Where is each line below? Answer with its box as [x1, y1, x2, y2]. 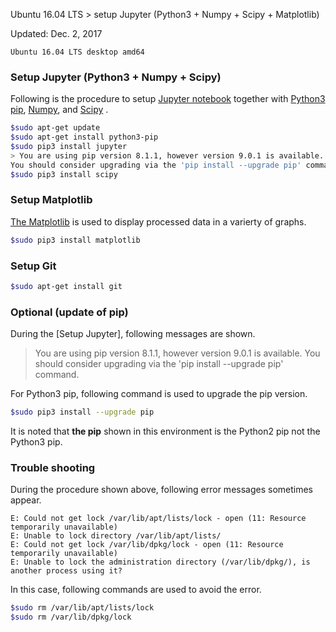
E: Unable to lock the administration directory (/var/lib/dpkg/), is [10, 557, 311, 568]
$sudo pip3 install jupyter [10, 142, 128, 152]
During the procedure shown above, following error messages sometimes [10, 484, 314, 496]
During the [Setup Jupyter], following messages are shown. [10, 328, 256, 340]
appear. [10, 494, 42, 506]
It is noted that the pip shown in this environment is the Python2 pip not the [10, 425, 321, 438]
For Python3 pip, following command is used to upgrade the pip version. [10, 388, 308, 400]
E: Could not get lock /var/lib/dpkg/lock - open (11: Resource [10, 540, 284, 550]
